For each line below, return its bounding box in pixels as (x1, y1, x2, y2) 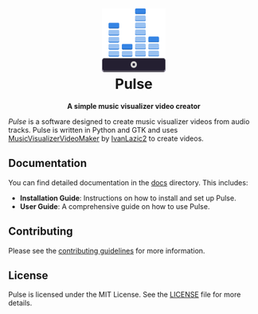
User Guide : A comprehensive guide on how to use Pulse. (19, 201, 210, 211)
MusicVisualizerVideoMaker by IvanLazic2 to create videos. (8, 134, 205, 143)
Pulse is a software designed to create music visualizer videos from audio (8, 116, 250, 126)
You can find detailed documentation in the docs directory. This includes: (8, 177, 248, 187)
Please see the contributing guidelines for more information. (8, 246, 205, 255)
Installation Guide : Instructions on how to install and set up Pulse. (19, 193, 236, 203)
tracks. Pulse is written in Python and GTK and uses (8, 125, 178, 134)
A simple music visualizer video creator (67, 101, 201, 110)
